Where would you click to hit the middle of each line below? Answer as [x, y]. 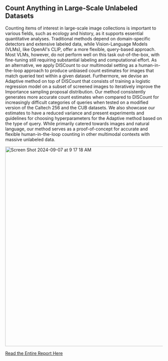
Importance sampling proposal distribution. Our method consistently [75, 91]
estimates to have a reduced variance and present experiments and [75, 113]
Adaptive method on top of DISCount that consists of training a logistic [78, 81]
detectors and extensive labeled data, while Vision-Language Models [76, 44]
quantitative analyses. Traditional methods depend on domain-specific [78, 38]
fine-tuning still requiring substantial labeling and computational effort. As [81, 60]
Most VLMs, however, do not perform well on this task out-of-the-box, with [82, 54]
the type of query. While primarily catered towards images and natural [77, 123]
